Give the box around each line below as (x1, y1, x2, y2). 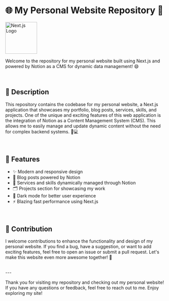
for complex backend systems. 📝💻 (5, 128, 79, 135)
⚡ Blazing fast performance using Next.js (12, 198, 98, 205)
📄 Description (5, 88, 49, 96)
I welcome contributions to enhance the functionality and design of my (5, 238, 153, 244)
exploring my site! (5, 290, 43, 296)
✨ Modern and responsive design (12, 169, 83, 175)
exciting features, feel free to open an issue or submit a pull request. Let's (5, 249, 160, 255)
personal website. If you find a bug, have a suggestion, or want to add (5, 244, 152, 250)
